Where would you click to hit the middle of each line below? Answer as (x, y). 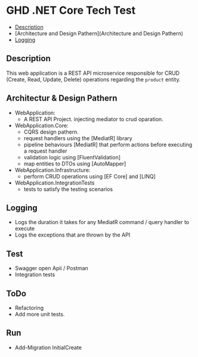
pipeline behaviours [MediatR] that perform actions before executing (108, 144)
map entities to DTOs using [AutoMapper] (75, 164)
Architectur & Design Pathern (62, 99)
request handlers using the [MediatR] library (78, 138)
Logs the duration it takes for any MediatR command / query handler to (102, 222)
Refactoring (29, 308)
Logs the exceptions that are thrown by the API (72, 235)
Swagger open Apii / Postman (51, 268)
